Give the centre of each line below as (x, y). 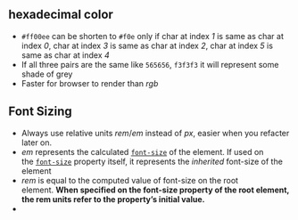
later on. (37, 143)
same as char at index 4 (66, 55)
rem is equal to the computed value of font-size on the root (129, 180)
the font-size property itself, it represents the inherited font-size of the (152, 161)
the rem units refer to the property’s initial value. (113, 199)
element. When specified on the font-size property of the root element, (155, 190)
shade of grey (47, 74)
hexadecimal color (61, 15)
